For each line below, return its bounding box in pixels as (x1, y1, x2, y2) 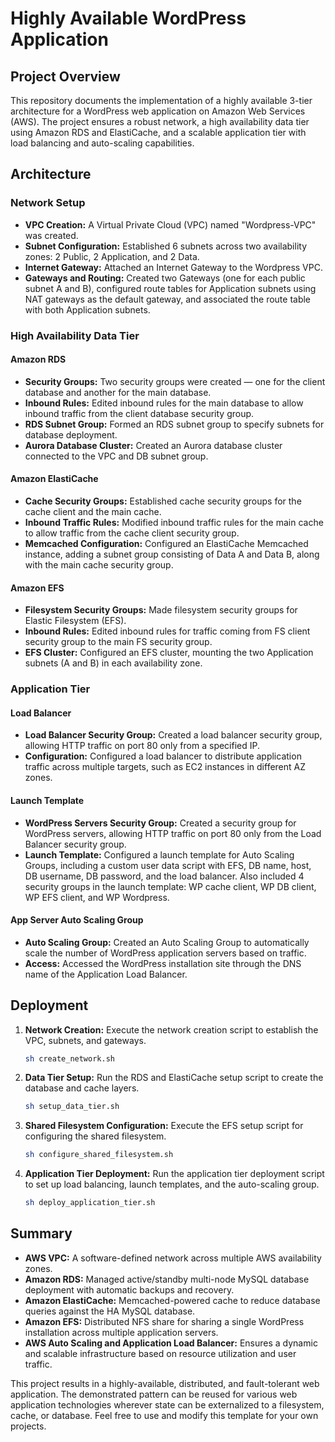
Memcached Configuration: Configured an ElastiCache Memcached (24, 538, 309, 550)
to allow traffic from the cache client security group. (24, 527, 240, 539)
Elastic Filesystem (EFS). (24, 615, 127, 627)
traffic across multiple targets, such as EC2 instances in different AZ (24, 761, 307, 773)
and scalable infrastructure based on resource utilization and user (24, 1347, 297, 1359)
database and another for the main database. (24, 386, 212, 398)
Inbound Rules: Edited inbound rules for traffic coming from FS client (24, 625, 311, 637)
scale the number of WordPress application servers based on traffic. (24, 947, 307, 959)
